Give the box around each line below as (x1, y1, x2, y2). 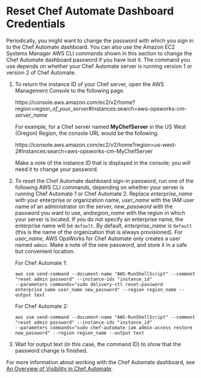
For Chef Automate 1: (14, 259, 68, 266)
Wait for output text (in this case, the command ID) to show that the (14, 340, 181, 347)
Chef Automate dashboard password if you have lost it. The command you (6, 56, 190, 63)
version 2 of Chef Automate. (6, 69, 76, 76)
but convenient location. (14, 247, 75, 255)
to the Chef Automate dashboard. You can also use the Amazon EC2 (6, 43, 175, 51)
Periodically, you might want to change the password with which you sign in (6, 37, 194, 44)
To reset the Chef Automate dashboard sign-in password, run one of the (14, 177, 194, 184)
